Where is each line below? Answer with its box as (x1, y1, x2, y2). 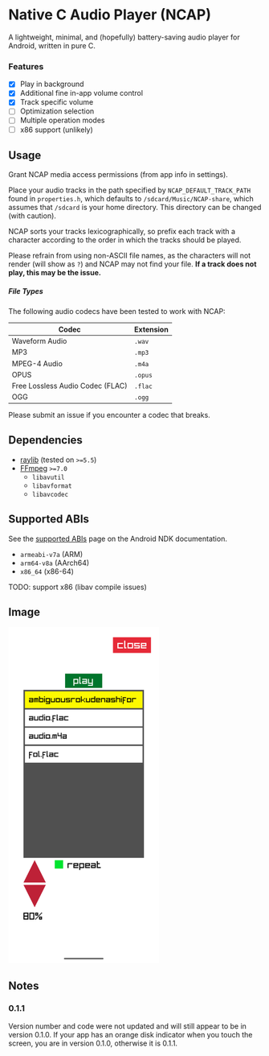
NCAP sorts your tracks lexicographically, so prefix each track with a (8, 227, 235, 237)
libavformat (31, 481, 72, 490)
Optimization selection (19, 106, 95, 116)
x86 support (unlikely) (19, 125, 94, 134)
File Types (8, 287, 44, 296)
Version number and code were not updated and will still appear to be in (8, 1021, 247, 1031)
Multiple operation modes (19, 115, 105, 126)
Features (8, 60, 44, 72)
